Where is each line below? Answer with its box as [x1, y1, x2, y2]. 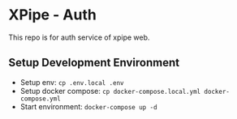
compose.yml [19, 95, 61, 103]
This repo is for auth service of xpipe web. [8, 32, 150, 42]
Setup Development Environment [8, 56, 180, 70]
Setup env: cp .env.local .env [19, 77, 124, 87]
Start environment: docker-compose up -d [19, 101, 157, 111]
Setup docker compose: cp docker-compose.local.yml [19, 86, 201, 96]
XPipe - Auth [8, 6, 97, 24]
